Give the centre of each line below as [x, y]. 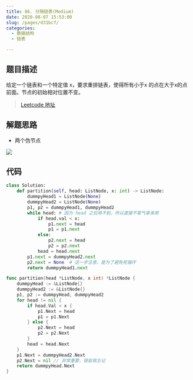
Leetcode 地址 [38, 104]
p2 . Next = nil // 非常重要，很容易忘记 [61, 361]
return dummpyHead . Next [46, 366]
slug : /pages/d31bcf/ [33, 22]
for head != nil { [39, 300]
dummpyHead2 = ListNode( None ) [64, 202]
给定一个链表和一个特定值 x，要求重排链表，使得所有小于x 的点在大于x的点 [97, 85]
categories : [21, 28]
